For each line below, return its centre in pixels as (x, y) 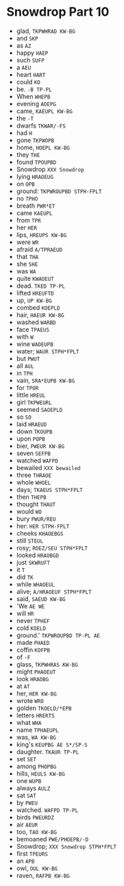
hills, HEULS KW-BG (41, 773)
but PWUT (28, 358)
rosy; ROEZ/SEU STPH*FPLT (52, 547)
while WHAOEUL (36, 584)
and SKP (27, 38)
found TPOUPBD (36, 162)
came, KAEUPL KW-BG (45, 111)
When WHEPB (33, 96)
